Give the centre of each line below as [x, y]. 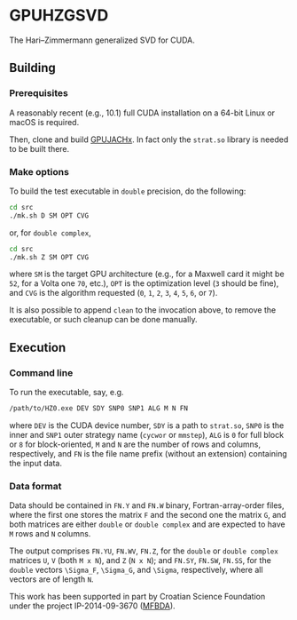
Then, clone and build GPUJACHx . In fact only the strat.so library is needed [149, 139]
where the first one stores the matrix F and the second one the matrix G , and [148, 515]
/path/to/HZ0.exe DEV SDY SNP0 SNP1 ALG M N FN [99, 409]
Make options [39, 171]
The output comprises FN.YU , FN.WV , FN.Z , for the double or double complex [144, 551]
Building [32, 68]
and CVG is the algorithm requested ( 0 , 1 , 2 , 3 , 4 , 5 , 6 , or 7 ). [113, 293]
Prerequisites [39, 93]
